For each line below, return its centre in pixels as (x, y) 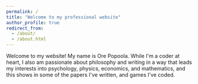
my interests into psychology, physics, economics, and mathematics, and (96, 68)
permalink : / (22, 12)
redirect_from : (25, 28)
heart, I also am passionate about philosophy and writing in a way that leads (99, 62)
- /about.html (29, 39)
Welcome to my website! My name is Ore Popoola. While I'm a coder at (93, 56)
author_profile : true (33, 22)
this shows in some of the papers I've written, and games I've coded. (91, 75)
